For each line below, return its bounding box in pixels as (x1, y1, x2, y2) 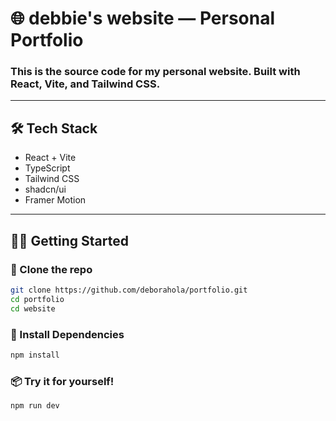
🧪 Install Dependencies (10, 327, 125, 341)
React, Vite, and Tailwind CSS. (10, 77, 161, 91)
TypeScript (24, 162, 71, 174)
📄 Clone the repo (10, 262, 93, 276)
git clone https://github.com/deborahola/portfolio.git (10, 285, 248, 295)
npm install (10, 350, 60, 360)
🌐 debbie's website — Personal (10, 7, 276, 30)
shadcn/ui (24, 183, 67, 196)
